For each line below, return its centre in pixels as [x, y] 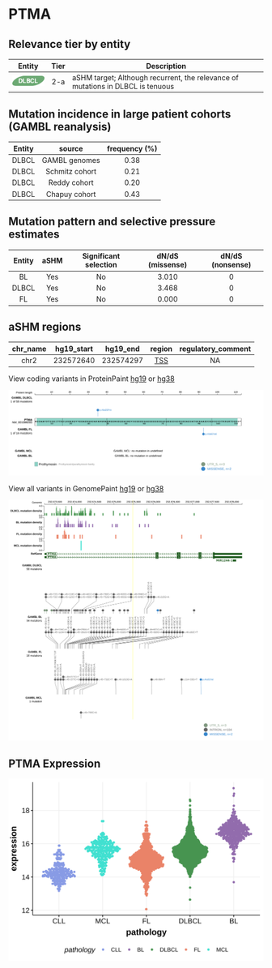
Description [166, 66]
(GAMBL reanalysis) [60, 126]
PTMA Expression [55, 763]
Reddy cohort [71, 182]
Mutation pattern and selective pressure [112, 222]
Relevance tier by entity [70, 44]
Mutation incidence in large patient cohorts [120, 114]
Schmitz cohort [71, 172]
